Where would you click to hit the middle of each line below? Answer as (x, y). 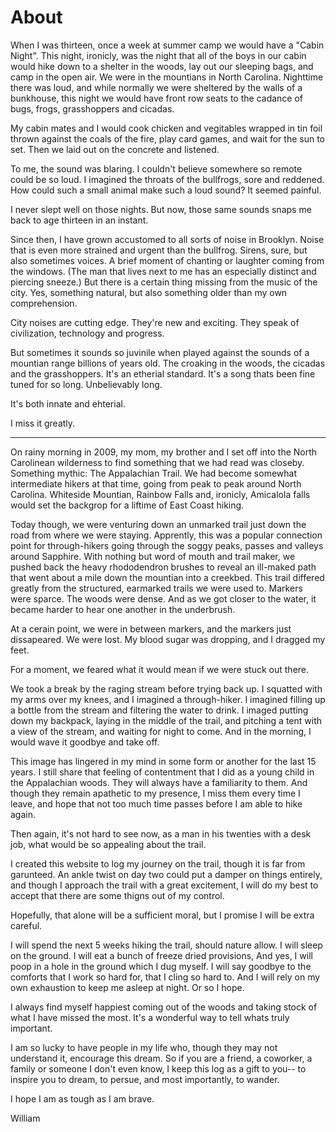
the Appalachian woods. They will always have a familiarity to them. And (159, 782)
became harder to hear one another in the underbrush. (123, 609)
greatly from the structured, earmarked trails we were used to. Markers (156, 588)
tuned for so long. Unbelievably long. (86, 384)
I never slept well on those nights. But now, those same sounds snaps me (161, 209)
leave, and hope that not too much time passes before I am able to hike (156, 803)
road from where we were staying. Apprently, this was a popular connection (166, 535)
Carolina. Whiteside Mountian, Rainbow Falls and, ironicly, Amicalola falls (160, 494)
